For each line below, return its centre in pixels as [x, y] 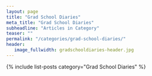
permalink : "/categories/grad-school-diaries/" [66, 39]
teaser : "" [20, 34]
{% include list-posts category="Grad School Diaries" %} [76, 67]
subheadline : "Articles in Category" [53, 28]
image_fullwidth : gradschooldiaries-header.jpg [74, 50]
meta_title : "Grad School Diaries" [50, 22]
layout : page [22, 11]
